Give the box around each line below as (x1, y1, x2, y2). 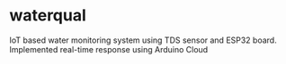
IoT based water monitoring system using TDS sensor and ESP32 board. (9, 35, 277, 45)
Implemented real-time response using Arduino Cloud (9, 44, 209, 54)
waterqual (9, 5, 87, 26)
